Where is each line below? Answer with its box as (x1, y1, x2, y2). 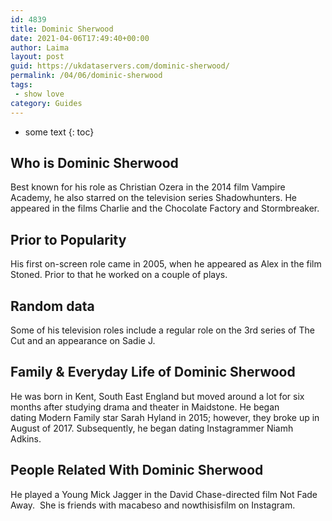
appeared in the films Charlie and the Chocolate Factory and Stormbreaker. (10, 202, 320, 215)
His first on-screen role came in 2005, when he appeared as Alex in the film (10, 258, 322, 270)
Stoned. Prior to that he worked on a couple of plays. (10, 269, 228, 281)
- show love (14, 89, 65, 99)
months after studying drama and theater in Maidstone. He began (10, 401, 280, 413)
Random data (10, 297, 95, 315)
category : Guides (10, 98, 83, 108)
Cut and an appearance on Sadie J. (10, 334, 156, 346)
